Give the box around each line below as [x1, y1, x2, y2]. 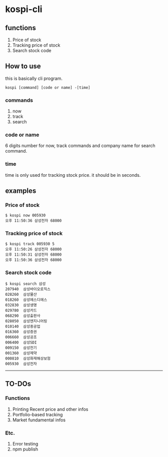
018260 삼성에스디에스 [5, 297, 47, 302]
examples [5, 187, 36, 195]
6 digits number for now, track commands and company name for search [5, 143, 156, 149]
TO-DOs [5, 380, 31, 388]
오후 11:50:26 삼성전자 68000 [5, 247, 62, 252]
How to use [5, 62, 41, 71]
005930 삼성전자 [5, 361, 37, 366]
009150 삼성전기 [5, 345, 37, 350]
